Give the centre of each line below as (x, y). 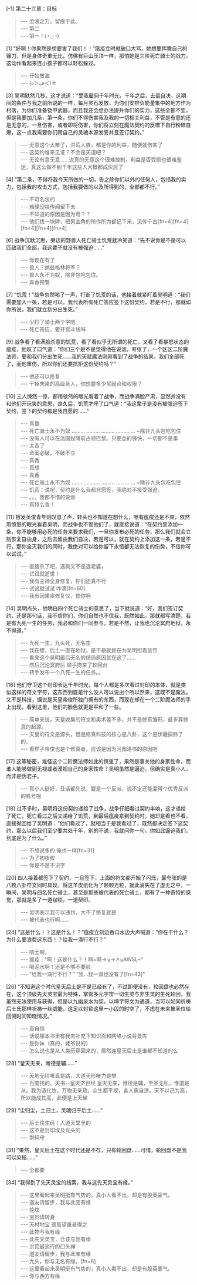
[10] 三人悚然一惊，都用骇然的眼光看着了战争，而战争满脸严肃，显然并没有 (96, 396)
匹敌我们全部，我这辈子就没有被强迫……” (55, 247)
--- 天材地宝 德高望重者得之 (54, 1224)
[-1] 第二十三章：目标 (32, 9)
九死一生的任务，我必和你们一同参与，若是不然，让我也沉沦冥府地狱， (101, 623)
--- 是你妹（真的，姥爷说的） (56, 1043)
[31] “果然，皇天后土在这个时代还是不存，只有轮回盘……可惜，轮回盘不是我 (96, 1150)
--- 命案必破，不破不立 (48, 453)
